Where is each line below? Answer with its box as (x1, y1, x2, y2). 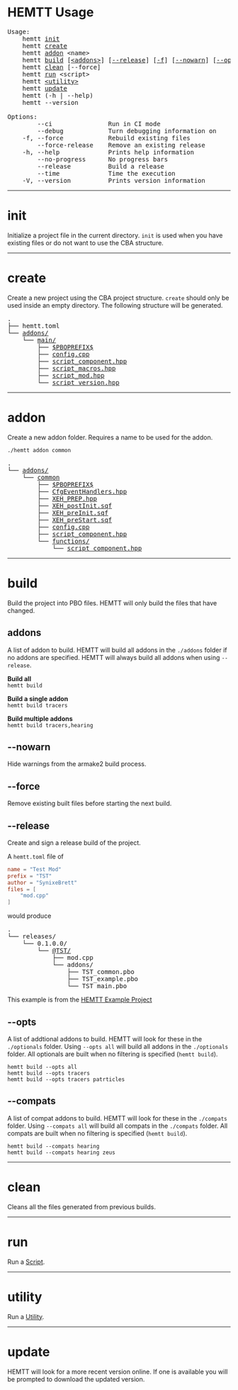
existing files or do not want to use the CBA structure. (7, 238, 164, 247)
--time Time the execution (37, 169, 176, 177)
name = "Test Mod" (7, 865, 62, 873)
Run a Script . (7, 1257, 45, 1266)
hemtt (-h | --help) (22, 91, 93, 99)
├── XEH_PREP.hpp (37, 494, 98, 503)
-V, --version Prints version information (22, 176, 205, 184)
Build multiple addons (7, 714, 73, 723)
